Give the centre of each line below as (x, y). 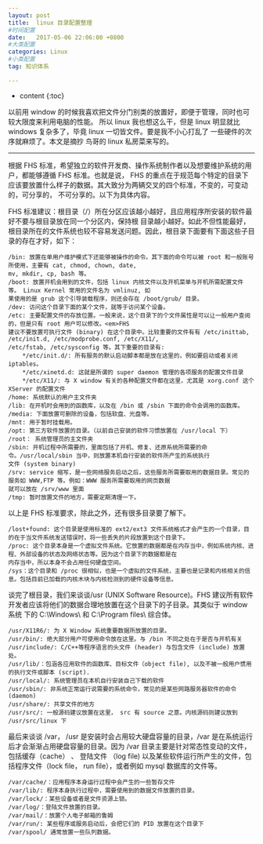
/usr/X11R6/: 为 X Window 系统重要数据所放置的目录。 (89, 631)
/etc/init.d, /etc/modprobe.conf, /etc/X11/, (83, 339)
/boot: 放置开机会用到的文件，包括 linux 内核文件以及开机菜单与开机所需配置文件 (126, 282)
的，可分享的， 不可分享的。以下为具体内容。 (81, 195)
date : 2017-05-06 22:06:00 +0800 (66, 37)
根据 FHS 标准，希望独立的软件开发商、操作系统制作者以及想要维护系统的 (126, 165)
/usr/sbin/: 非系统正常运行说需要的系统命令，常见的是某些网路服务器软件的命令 (122, 689)
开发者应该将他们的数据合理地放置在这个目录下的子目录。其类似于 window (128, 604)
